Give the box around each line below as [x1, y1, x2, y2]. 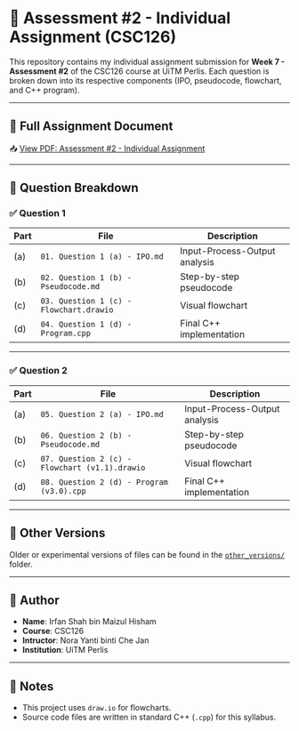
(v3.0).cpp [40, 486, 86, 496]
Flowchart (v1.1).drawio [40, 462, 146, 472]
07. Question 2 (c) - [40, 454, 132, 463]
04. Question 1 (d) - [40, 319, 132, 330]
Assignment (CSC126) [9, 27, 176, 47]
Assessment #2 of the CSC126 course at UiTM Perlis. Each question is [9, 66, 270, 76]
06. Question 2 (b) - [40, 430, 132, 440]
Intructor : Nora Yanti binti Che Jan [21, 635, 149, 646]
